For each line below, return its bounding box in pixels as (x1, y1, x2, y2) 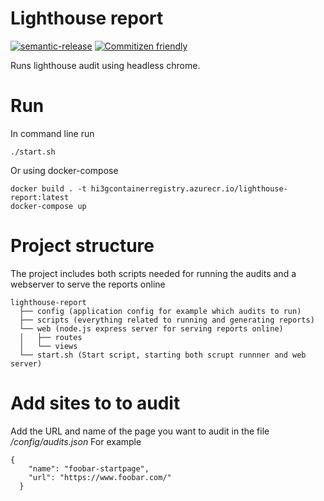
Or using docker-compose (10, 164, 119, 176)
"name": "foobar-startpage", (28, 463, 150, 474)
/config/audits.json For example (10, 435, 142, 447)
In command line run (10, 127, 95, 139)
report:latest (10, 192, 70, 202)
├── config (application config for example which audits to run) (19, 306, 302, 316)
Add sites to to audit (10, 392, 181, 414)
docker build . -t (10, 183, 87, 194)
